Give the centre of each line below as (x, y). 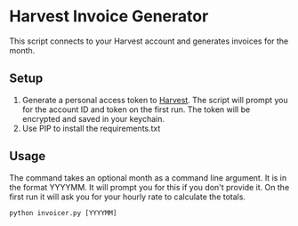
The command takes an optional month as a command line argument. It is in (148, 178)
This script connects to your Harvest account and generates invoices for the (149, 41)
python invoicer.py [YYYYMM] (63, 213)
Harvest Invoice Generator (109, 16)
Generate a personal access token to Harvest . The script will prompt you (155, 100)
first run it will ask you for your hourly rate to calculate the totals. (128, 197)
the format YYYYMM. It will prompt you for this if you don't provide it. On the (149, 187)
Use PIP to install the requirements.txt (91, 128)
